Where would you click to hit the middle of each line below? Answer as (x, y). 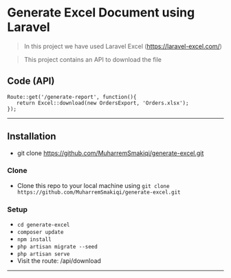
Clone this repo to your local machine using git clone (93, 185)
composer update (40, 232)
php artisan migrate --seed (57, 247)
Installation (32, 136)
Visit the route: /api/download (59, 261)
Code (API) (31, 81)
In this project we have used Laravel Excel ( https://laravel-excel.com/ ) (123, 46)
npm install (34, 240)
